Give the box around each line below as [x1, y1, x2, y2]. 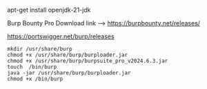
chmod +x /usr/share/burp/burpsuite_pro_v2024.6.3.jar [7, 58, 168, 64]
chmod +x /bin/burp [7, 75, 63, 82]
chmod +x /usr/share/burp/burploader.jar [7, 51, 128, 58]
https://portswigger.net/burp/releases [7, 32, 115, 40]
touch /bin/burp [7, 64, 57, 71]
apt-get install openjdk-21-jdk [7, 6, 91, 14]
